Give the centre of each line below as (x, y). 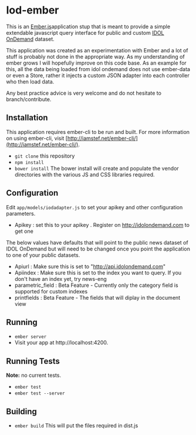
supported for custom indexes (51, 291)
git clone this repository (45, 156)
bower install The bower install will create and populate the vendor (97, 168)
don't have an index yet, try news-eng (60, 279)
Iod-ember (33, 10)
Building (21, 411)
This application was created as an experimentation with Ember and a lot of (97, 50)
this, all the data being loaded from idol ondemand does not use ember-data (98, 69)
